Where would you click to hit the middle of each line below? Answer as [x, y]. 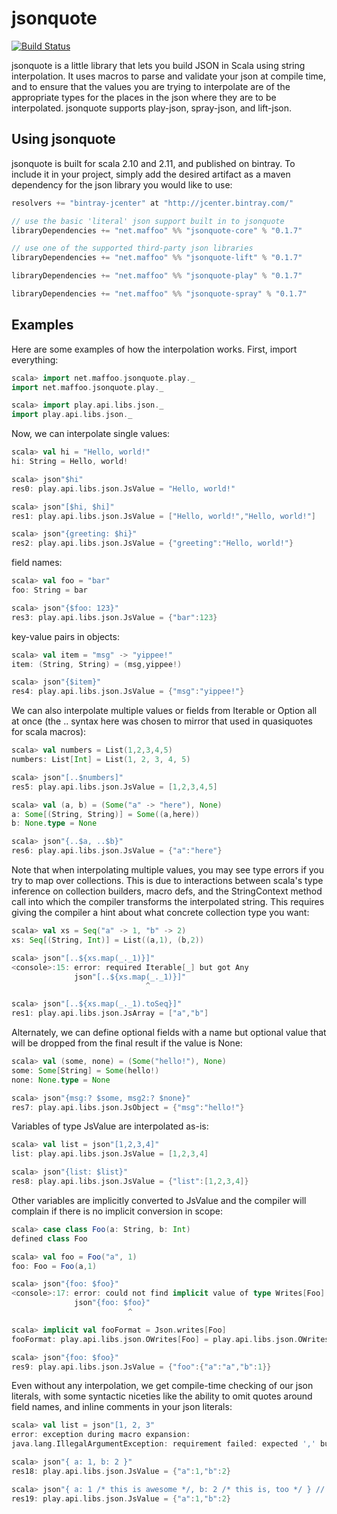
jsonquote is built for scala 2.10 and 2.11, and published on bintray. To [153, 163]
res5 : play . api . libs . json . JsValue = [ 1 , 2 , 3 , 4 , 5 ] [114, 787]
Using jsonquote [63, 139]
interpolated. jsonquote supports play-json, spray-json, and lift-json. [152, 108]
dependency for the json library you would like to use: [122, 184]
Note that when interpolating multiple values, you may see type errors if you [168, 870]
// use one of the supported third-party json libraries [132, 248]
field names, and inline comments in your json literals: [122, 1407]
